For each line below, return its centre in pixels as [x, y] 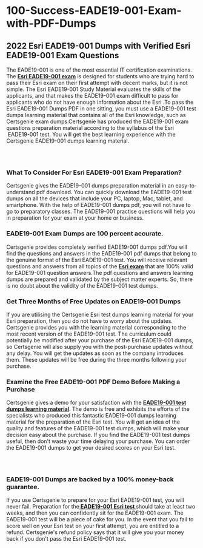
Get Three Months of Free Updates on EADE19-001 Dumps [94, 301]
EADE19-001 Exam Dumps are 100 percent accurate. [85, 234]
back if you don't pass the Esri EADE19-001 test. [66, 539]
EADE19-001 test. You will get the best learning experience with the [92, 134]
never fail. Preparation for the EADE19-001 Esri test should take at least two [101, 507]
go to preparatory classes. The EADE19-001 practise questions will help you [101, 211]
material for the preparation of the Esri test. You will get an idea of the [93, 422]
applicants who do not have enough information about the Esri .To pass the [100, 102]
